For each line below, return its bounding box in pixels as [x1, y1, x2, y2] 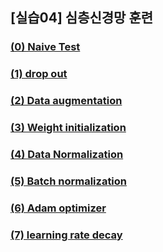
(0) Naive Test [10, 40, 81, 54]
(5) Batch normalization [10, 174, 128, 188]
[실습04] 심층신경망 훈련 [10, 9, 154, 27]
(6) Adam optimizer [10, 201, 107, 215]
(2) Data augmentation [10, 94, 123, 108]
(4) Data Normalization [10, 148, 124, 161]
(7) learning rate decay [10, 228, 123, 242]
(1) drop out [10, 67, 68, 81]
